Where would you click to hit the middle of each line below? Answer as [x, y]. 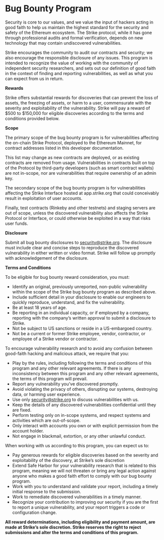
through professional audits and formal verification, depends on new [74, 38]
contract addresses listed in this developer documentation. [64, 148]
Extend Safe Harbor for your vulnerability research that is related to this [84, 465]
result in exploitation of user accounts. [44, 198]
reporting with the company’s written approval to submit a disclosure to [84, 318]
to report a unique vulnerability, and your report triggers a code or [79, 507]
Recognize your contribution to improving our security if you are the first [85, 502]
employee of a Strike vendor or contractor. [55, 339]
